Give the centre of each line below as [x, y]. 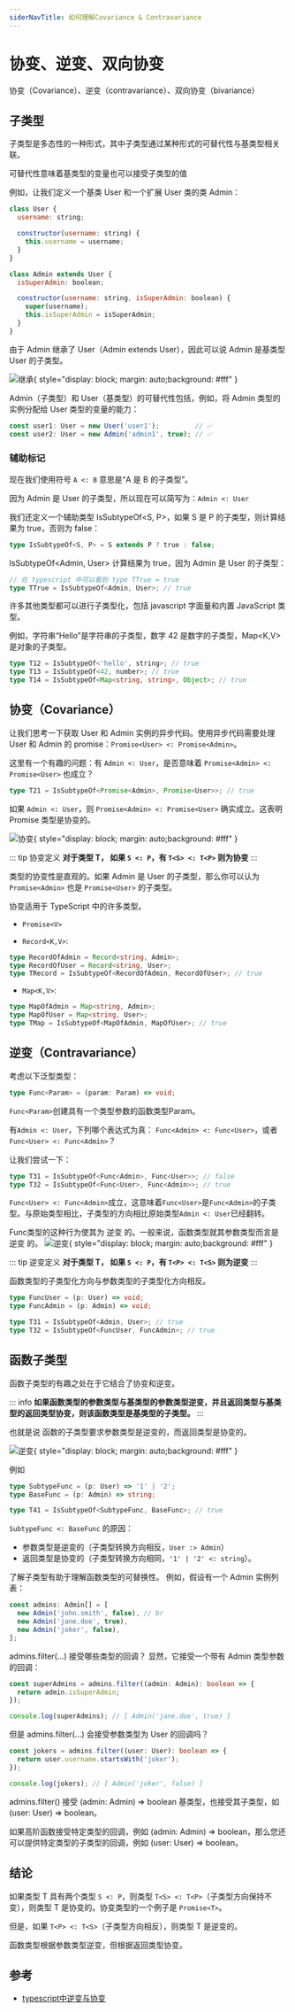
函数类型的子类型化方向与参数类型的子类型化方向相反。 [110, 1281]
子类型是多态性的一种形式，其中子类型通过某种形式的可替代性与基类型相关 [144, 143]
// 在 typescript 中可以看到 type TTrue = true [94, 580]
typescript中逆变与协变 [64, 1999]
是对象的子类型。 [40, 646]
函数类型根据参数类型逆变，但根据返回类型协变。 [98, 1945]
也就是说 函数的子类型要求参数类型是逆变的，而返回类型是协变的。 [130, 1432]
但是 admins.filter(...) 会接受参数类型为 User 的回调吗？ [109, 1734]
